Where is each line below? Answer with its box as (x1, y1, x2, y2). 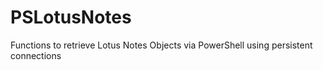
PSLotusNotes (10, 6, 132, 29)
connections (10, 49, 62, 61)
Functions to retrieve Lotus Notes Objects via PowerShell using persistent (10, 39, 313, 51)
